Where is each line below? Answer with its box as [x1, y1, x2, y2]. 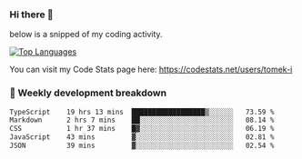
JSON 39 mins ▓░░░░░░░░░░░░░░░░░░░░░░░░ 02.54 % [9, 141, 275, 151]
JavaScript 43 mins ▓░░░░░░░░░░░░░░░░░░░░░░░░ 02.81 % [9, 133, 275, 142]
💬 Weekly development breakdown [9, 86, 166, 99]
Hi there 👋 [9, 8, 55, 21]
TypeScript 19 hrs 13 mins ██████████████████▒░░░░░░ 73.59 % [9, 107, 275, 116]
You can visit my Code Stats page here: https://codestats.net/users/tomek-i [9, 64, 293, 75]
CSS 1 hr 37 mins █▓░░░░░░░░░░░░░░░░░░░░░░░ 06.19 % [9, 124, 275, 134]
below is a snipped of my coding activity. [9, 29, 163, 40]
